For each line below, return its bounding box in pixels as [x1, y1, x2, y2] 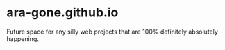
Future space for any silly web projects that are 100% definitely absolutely [6, 27, 218, 36]
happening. [6, 34, 39, 42]
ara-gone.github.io [6, 5, 119, 21]
